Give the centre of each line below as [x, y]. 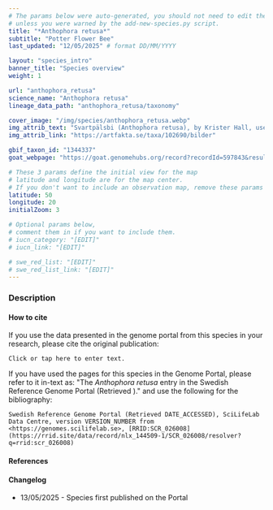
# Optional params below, [52, 225]
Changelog [28, 479]
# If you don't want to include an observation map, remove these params [136, 188]
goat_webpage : [32, 158]
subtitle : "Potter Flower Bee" [61, 39]
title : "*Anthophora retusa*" [60, 31]
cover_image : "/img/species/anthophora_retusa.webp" [100, 120]
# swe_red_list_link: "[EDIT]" [61, 270]
